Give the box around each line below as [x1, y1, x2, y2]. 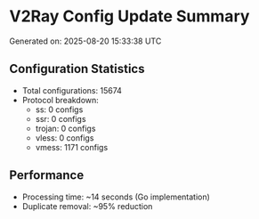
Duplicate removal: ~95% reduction [21, 200, 153, 211]
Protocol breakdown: [21, 94, 100, 105]
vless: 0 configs [35, 132, 94, 143]
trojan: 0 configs [35, 123, 96, 134]
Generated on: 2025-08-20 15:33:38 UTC [9, 36, 162, 46]
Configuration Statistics [9, 61, 145, 77]
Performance [9, 167, 85, 183]
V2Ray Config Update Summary [9, 6, 250, 27]
